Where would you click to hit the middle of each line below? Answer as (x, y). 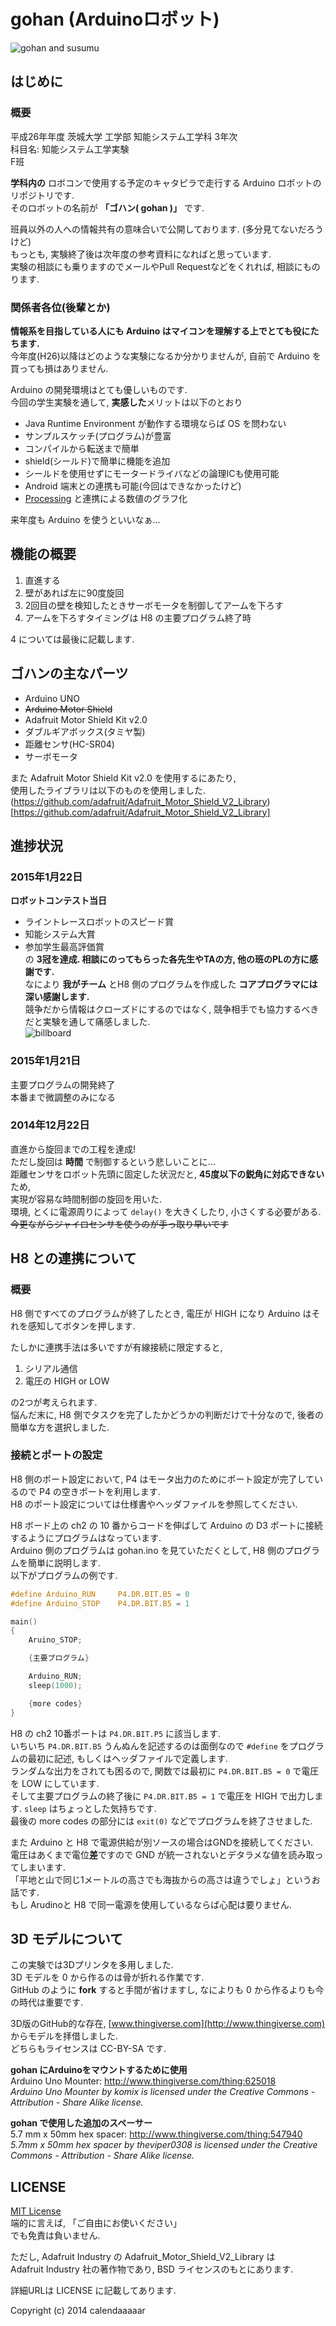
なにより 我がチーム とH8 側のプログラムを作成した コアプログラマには (171, 984)
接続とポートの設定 (56, 1455)
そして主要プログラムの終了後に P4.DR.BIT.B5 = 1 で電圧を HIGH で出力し (162, 1796)
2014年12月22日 (50, 1125)
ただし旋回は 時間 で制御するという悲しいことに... (113, 1161)
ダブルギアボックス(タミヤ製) (85, 731)
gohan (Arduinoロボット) (115, 19)
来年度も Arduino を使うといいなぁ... (85, 519)
